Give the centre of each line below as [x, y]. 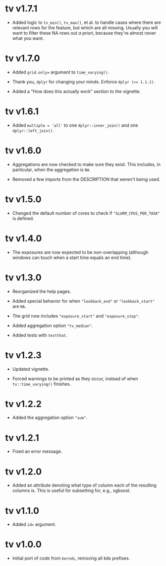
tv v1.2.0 [24, 471]
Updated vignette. [31, 369]
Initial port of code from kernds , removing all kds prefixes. [71, 558]
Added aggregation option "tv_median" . [53, 325]
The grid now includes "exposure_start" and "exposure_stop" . [76, 316]
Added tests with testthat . [40, 335]
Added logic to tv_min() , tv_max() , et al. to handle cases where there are [86, 22]
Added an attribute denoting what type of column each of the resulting [84, 485]
